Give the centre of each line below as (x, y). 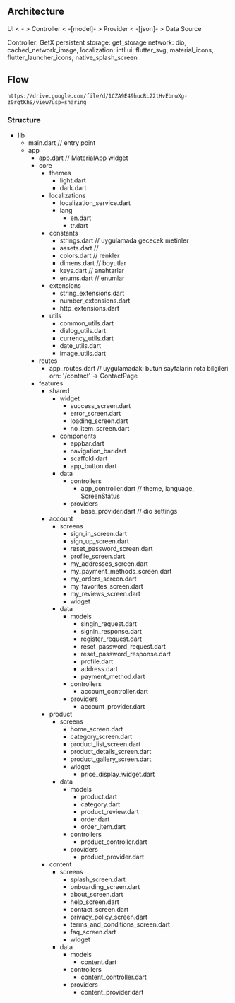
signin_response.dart (112, 631)
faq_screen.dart (93, 932)
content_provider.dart (112, 992)
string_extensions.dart (92, 293)
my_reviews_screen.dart (106, 593)
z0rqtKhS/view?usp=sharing (47, 102)
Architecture (36, 12)
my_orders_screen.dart (103, 579)
